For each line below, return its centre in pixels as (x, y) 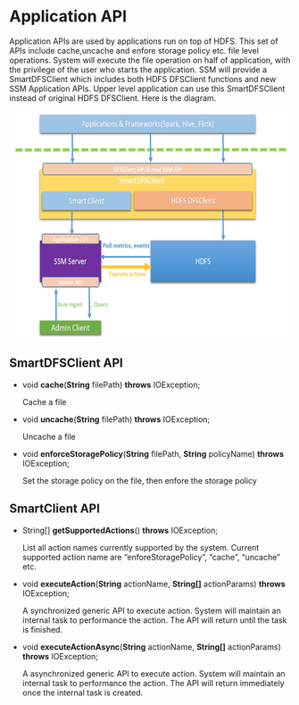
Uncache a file (49, 436)
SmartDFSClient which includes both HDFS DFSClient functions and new (143, 79)
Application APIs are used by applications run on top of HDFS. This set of (144, 41)
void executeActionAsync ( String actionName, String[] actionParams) (151, 647)
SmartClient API (55, 509)
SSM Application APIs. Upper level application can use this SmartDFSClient (147, 88)
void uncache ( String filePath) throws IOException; (116, 419)
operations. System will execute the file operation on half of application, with (150, 60)
